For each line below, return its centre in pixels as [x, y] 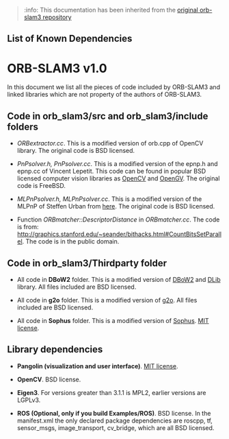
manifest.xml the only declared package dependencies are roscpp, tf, [115, 420]
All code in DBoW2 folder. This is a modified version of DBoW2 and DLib [119, 279]
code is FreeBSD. [41, 186]
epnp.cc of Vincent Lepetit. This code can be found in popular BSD [111, 171]
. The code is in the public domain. [71, 241]
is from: [28, 227]
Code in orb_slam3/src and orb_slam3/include [108, 116]
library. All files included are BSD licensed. [77, 287]
